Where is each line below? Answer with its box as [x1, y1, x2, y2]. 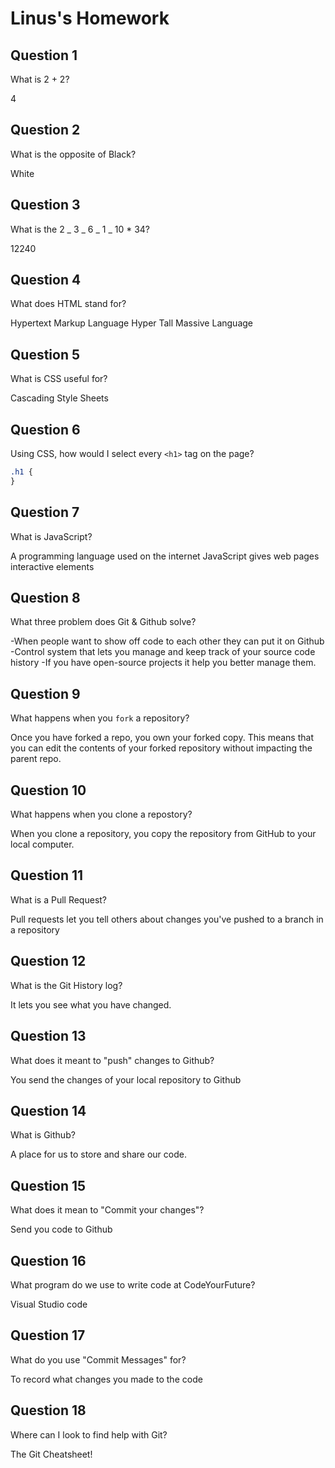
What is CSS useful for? [10, 373, 108, 385]
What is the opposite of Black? [10, 148, 137, 160]
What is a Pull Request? [10, 893, 108, 906]
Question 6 [10, 421, 81, 438]
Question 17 [10, 1327, 86, 1344]
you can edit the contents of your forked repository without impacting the [10, 742, 313, 754]
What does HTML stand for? [10, 298, 127, 310]
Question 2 [10, 122, 81, 139]
